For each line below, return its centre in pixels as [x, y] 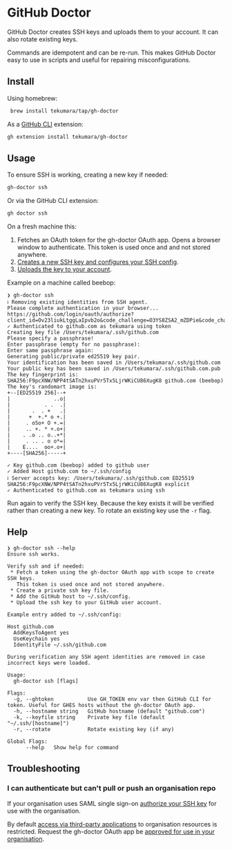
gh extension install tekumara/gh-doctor [68, 137]
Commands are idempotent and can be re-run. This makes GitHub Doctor [112, 52]
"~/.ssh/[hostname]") [38, 723]
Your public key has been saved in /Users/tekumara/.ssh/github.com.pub [114, 369]
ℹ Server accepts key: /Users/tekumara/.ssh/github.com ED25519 [101, 479]
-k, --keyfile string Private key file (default [89, 717]
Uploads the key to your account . [65, 269]
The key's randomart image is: [52, 387]
